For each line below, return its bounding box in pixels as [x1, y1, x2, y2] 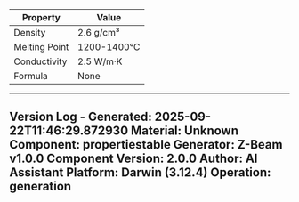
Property [21, 12, 61, 23]
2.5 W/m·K [77, 55, 123, 68]
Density [13, 27, 46, 38]
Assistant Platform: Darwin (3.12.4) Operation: [9, 165, 271, 181]
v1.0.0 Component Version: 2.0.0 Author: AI [9, 151, 258, 166]
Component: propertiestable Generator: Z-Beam [9, 137, 283, 152]
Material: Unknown [130, 124, 238, 139]
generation [9, 179, 72, 194]
